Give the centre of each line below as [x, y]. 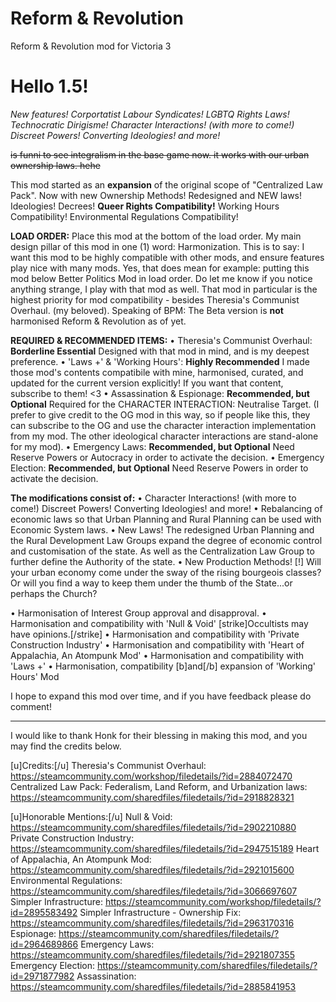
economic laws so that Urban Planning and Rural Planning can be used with [166, 519]
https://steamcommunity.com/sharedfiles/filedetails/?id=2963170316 [152, 923]
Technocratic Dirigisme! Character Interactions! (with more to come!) [152, 124]
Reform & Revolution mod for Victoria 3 [91, 46]
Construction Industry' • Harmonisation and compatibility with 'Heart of [157, 644]
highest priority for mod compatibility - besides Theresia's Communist [155, 299]
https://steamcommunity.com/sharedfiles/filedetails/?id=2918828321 [152, 797]
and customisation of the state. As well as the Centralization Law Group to [162, 551]
